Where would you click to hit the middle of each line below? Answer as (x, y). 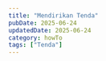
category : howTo (35, 38)
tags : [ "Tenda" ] (35, 45)
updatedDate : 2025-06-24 (50, 30)
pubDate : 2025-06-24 (43, 23)
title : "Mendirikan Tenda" (53, 15)
